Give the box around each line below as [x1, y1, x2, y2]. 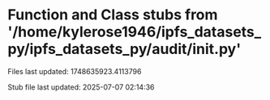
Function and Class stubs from [7, 6, 218, 24]
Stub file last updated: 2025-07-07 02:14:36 [7, 82, 155, 92]
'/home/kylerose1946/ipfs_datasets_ [7, 23, 262, 41]
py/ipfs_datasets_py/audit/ [7, 40, 193, 58]
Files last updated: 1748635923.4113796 [7, 66, 142, 76]
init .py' [192, 40, 242, 58]
